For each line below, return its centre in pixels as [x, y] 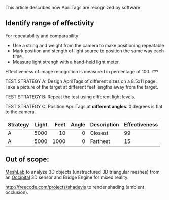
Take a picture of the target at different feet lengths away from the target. [82, 87]
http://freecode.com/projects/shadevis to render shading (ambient [75, 187]
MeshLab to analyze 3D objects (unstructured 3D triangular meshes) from [82, 172]
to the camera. [21, 112]
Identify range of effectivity [50, 23]
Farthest [100, 141]
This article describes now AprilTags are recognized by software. [73, 7]
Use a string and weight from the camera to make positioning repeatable [88, 45]
